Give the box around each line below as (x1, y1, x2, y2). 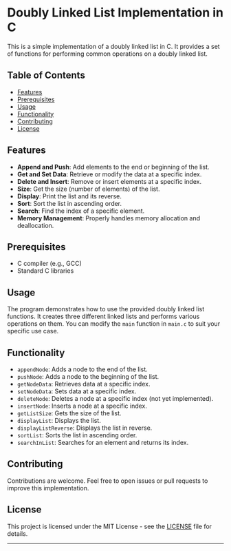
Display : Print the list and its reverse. (16, 191, 122, 200)
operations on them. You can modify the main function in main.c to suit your (7, 320, 221, 328)
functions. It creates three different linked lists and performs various (7, 312, 200, 321)
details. (7, 529, 28, 538)
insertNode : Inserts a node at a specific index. (16, 402, 148, 410)
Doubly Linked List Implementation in (7, 5, 223, 21)
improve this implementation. (7, 484, 89, 492)
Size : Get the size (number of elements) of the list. (16, 185, 160, 193)
